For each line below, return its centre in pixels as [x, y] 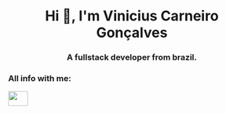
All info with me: [40, 79]
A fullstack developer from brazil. [132, 57]
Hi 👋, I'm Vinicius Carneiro [132, 16]
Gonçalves [132, 33]
